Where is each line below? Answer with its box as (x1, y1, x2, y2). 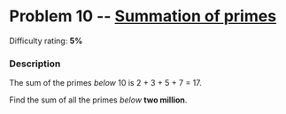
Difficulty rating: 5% (9, 35, 83, 46)
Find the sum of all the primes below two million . (9, 95, 188, 105)
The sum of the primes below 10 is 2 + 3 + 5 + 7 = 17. (9, 78, 202, 88)
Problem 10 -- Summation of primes (9, 6, 277, 27)
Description (9, 57, 61, 70)
